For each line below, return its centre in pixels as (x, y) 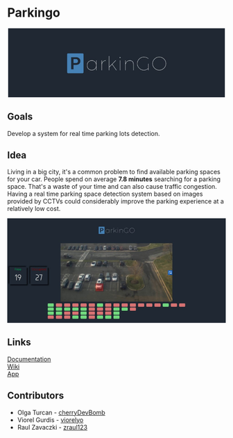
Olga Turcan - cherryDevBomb (61, 412)
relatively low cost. (34, 209)
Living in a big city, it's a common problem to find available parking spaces (114, 172)
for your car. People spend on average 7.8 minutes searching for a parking (114, 179)
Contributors (36, 396)
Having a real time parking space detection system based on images (105, 194)
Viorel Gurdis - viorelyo (50, 420)
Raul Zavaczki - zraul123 (52, 427)
